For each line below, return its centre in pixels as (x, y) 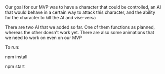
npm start (15, 66)
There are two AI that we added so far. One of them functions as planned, (80, 27)
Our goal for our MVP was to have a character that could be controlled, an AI (83, 7)
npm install (16, 57)
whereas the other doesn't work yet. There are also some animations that (80, 32)
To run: (12, 47)
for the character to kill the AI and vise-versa (51, 18)
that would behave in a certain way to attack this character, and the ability (80, 12)
